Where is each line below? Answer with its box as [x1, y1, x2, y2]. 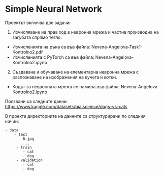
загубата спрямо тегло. [12, 34, 62, 40]
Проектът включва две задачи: [5, 20, 71, 25]
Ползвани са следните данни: [5, 98, 68, 104]
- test [14, 132, 28, 137]
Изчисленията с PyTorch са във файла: [12, 54, 95, 60]
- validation [16, 158, 43, 163]
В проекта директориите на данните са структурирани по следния [5, 113, 146, 119]
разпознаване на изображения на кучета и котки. [12, 74, 117, 80]
